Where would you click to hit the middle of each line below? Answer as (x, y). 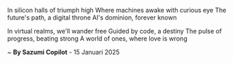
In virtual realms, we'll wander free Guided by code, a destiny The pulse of (115, 31)
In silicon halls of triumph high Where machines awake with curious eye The (117, 10)
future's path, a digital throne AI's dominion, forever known (92, 17)
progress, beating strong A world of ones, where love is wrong (97, 38)
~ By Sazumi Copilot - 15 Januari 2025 (64, 52)
